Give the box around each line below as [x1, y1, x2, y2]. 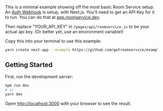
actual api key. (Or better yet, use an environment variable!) [5, 29, 124, 34]
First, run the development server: [5, 73, 73, 79]
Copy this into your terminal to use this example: [5, 38, 102, 44]
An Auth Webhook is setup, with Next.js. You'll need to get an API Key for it [5, 9, 155, 15]
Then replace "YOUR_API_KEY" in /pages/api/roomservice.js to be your [5, 24, 149, 29]
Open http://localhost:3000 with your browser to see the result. [5, 101, 132, 107]
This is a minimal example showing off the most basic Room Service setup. [5, 4, 155, 10]
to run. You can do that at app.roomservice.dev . [5, 14, 100, 20]
